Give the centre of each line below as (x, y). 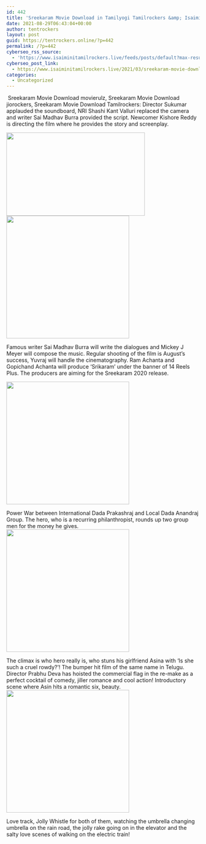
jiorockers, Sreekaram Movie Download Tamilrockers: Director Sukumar (97, 104)
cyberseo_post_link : (33, 63)
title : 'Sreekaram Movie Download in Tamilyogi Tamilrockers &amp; (94, 18)
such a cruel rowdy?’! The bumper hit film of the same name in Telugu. (96, 667)
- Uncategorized (32, 80)
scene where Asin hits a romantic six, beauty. (64, 687)
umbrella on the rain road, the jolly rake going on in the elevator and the (97, 828)
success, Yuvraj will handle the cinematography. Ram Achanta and (90, 360)
